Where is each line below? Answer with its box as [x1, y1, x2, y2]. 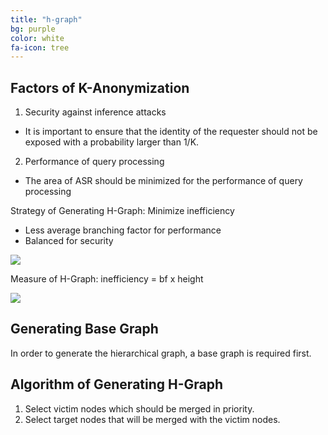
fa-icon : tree [10, 42, 70, 53]
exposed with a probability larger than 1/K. [24, 136, 200, 148]
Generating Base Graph [10, 321, 159, 338]
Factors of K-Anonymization [10, 79, 190, 96]
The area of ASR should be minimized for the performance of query [24, 175, 303, 187]
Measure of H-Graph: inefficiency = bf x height [10, 273, 204, 285]
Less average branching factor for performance [24, 224, 222, 236]
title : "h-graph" [10, 14, 83, 25]
